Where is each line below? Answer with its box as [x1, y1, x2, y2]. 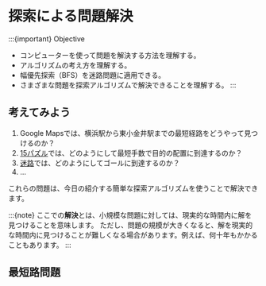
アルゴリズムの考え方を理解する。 [19, 60, 132, 70]
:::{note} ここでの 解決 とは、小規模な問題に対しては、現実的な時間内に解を [8, 210, 253, 219]
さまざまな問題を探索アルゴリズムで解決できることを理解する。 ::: [19, 80, 237, 90]
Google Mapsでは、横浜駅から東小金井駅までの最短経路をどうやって [19, 128, 245, 137]
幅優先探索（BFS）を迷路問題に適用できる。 [19, 70, 165, 79]
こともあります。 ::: [8, 240, 71, 249]
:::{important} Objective [8, 33, 85, 44]
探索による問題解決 [8, 7, 133, 25]
